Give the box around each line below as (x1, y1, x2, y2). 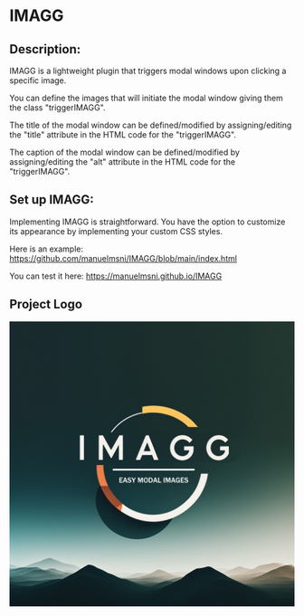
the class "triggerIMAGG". (9, 102, 106, 113)
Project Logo (9, 297, 83, 312)
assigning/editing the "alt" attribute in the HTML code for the (9, 156, 236, 167)
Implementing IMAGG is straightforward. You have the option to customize (9, 216, 286, 227)
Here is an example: (9, 243, 84, 254)
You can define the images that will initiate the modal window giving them (9, 92, 283, 103)
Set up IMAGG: (9, 192, 94, 208)
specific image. (9, 75, 67, 86)
